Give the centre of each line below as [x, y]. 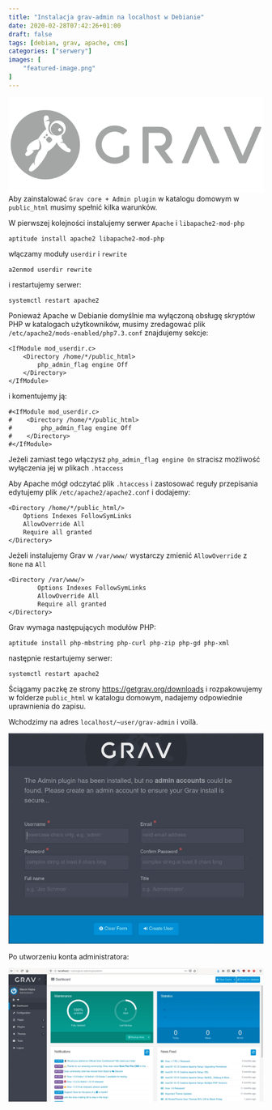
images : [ [25, 60]
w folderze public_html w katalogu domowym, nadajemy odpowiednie [125, 697]
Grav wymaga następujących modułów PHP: [82, 627]
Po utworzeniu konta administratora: [69, 956]
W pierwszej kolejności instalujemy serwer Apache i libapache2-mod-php [127, 223]
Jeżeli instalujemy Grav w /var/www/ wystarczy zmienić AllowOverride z [128, 555]
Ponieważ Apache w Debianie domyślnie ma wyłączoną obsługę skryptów [132, 315]
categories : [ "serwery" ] [50, 51]
